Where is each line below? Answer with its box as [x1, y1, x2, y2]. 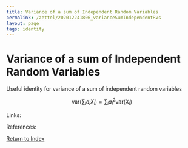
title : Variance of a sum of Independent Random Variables [6, 9, 159, 15]
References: [6, 123, 36, 130]
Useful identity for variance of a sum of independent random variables [6, 85, 182, 93]
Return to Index [6, 135, 45, 142]
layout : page [6, 20, 39, 26]
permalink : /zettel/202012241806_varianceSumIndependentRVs [6, 15, 162, 21]
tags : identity [6, 26, 45, 32]
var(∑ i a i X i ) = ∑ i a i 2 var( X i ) [72, 97, 132, 107]
